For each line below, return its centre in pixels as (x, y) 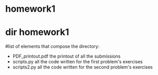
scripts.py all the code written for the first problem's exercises (78, 62)
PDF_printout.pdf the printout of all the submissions (67, 56)
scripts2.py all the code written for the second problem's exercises (83, 67)
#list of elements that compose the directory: (52, 46)
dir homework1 (37, 32)
